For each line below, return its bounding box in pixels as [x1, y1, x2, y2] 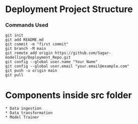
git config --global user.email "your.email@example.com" [5, 64, 129, 69]
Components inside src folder [5, 89, 132, 101]
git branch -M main [5, 46, 46, 51]
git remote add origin [5, 50, 53, 56]
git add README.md [5, 37, 44, 42]
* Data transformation [5, 110, 53, 115]
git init [5, 33, 24, 38]
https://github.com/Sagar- [54, 50, 112, 56]
